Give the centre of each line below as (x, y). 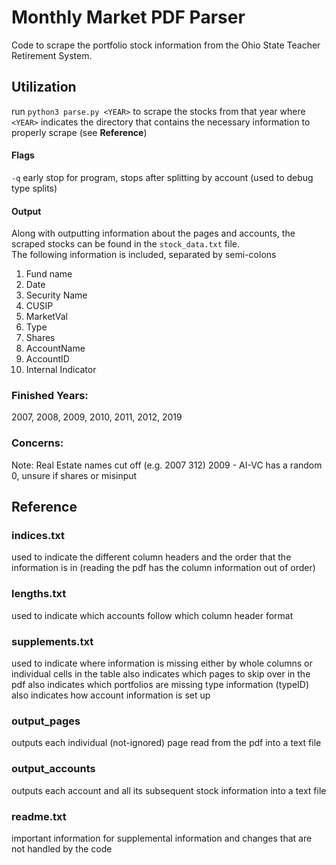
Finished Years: (50, 396)
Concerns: (37, 443)
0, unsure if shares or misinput (74, 475)
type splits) (34, 188)
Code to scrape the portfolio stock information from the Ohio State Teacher (166, 45)
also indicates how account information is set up (111, 695)
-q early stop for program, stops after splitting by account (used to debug (162, 177)
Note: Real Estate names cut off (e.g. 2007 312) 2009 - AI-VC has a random (167, 465)
